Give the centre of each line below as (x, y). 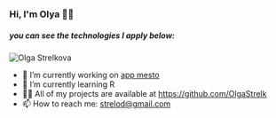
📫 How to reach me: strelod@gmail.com (96, 103)
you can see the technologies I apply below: (92, 35)
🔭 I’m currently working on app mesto (91, 75)
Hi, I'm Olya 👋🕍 (42, 14)
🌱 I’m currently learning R (68, 84)
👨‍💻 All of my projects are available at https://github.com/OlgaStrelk (144, 93)
